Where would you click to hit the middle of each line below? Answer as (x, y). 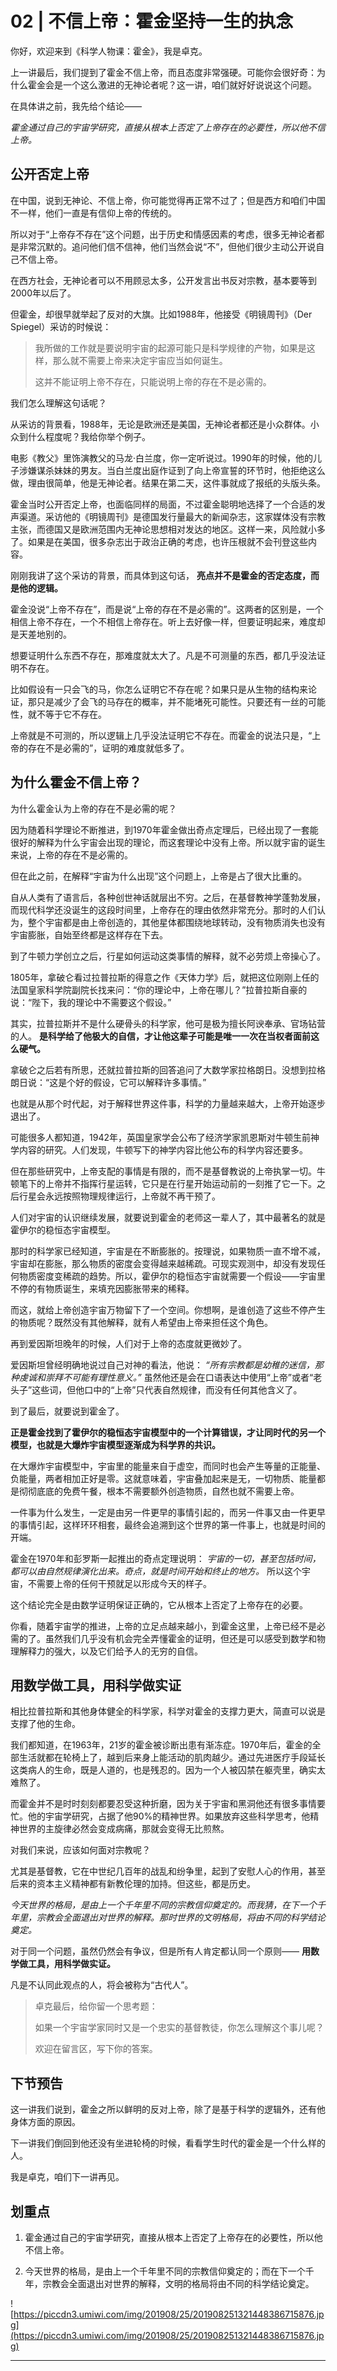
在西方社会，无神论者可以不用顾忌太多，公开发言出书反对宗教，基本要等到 (163, 280)
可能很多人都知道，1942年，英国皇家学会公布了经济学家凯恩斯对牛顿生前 (160, 1137)
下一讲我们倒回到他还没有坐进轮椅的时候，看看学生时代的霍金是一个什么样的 (168, 2143)
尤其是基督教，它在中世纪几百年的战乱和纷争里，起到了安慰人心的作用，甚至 (168, 1871)
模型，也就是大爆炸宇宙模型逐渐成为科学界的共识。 (115, 1444)
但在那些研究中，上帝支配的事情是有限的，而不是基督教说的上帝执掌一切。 (163, 1171)
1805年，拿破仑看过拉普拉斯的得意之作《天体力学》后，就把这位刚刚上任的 (165, 977)
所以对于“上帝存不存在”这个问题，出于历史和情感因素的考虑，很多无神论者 (163, 234)
